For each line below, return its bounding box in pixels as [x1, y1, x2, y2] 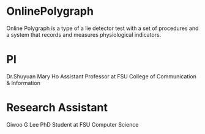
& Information [6, 79, 41, 86]
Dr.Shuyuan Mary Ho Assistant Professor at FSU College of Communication [6, 72, 197, 80]
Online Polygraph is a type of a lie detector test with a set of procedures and [6, 24, 199, 32]
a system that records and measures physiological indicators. [6, 31, 162, 38]
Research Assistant [6, 101, 108, 114]
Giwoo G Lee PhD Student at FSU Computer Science [6, 121, 139, 128]
